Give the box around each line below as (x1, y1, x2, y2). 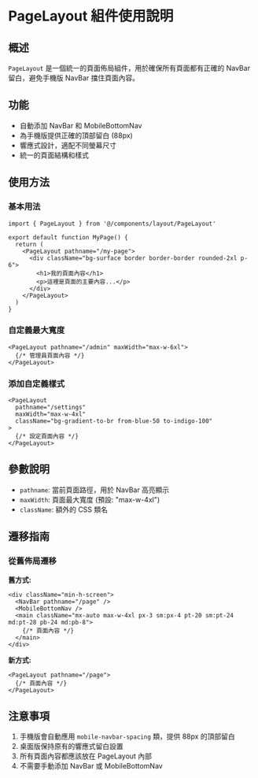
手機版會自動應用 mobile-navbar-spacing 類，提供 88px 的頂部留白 (19, 732, 236, 741)
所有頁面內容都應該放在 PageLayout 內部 (19, 751, 152, 761)
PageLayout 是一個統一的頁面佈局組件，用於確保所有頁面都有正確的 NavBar (8, 64, 250, 72)
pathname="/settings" (15, 403, 87, 412)
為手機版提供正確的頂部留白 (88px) (19, 131, 134, 140)
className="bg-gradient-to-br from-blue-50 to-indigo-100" (15, 417, 213, 425)
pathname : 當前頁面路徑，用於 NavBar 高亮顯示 (19, 485, 170, 495)
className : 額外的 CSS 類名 (19, 505, 109, 514)
